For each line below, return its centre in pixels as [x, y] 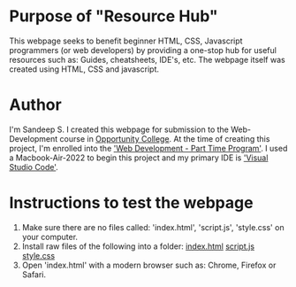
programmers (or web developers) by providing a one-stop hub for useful [143, 50]
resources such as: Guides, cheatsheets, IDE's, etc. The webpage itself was [147, 59]
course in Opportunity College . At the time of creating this [165, 138]
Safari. [34, 274]
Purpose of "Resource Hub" [114, 16]
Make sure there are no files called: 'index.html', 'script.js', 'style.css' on [153, 227]
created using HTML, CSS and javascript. [84, 69]
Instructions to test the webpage [131, 203]
